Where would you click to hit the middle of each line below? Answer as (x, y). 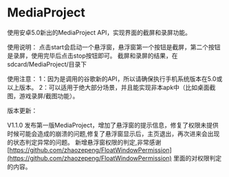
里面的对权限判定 (197, 158)
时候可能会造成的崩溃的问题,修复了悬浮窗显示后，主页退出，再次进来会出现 (113, 133)
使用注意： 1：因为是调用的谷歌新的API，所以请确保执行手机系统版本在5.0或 (115, 79)
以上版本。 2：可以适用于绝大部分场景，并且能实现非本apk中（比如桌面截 (111, 87)
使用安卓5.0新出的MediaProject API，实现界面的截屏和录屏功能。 (99, 32)
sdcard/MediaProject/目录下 (47, 64)
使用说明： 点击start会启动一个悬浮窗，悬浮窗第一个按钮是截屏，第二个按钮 (114, 47)
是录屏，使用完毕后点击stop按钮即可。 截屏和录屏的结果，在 (92, 56)
